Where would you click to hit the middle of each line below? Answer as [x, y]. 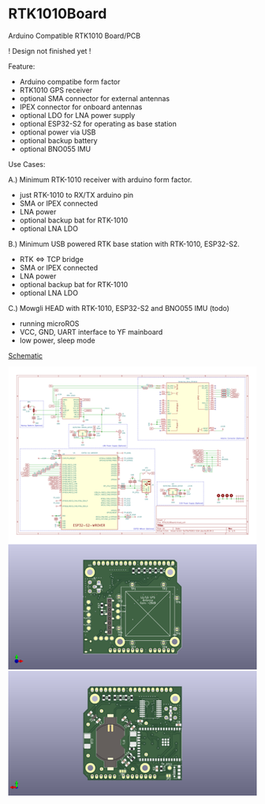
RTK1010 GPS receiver [56, 90]
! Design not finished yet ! [50, 51]
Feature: [22, 66]
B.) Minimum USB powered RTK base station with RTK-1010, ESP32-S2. [124, 244]
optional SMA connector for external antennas [95, 98]
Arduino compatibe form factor [70, 82]
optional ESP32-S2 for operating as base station [98, 123]
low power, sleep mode [58, 340]
